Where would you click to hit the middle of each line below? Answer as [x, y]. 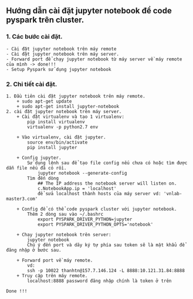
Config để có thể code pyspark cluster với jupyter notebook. [99, 209]
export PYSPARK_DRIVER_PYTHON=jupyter [85, 219]
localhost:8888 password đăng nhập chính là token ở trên [99, 281]
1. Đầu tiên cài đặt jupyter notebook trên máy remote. [76, 96]
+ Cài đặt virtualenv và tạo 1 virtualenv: [71, 117]
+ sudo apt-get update [44, 101]
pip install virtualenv [56, 122]
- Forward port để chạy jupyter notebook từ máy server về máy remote [94, 59]
